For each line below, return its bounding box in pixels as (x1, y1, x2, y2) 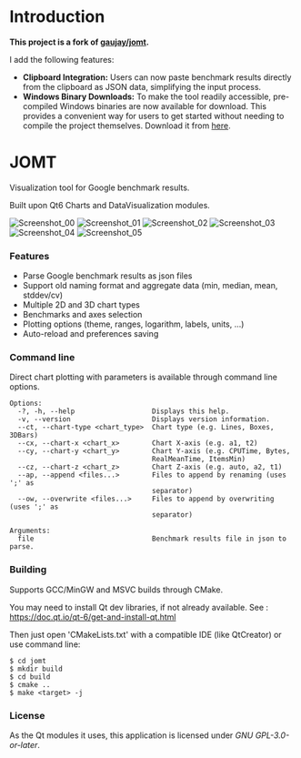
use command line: (9, 639, 81, 650)
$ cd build (9, 672, 51, 682)
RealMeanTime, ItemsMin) (151, 455, 246, 464)
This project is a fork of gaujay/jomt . (9, 36, 150, 47)
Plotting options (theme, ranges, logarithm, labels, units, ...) (22, 318, 245, 329)
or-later (9, 740, 38, 751)
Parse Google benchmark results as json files (22, 270, 193, 281)
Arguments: (9, 526, 51, 536)
